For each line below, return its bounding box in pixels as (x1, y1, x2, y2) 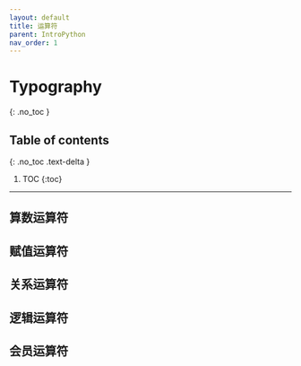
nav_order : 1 (9, 38, 58, 48)
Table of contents (9, 132, 109, 148)
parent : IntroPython (9, 30, 87, 39)
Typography (9, 77, 103, 97)
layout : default (9, 13, 70, 22)
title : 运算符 (9, 22, 58, 30)
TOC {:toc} (21, 174, 63, 184)
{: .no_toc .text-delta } (9, 156, 90, 167)
